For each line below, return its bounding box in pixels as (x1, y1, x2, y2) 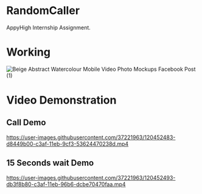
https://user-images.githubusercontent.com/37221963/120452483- (6, 134, 176, 141)
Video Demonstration (6, 93, 117, 107)
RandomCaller (6, 4, 80, 18)
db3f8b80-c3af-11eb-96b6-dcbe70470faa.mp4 (6, 181, 126, 188)
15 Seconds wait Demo (6, 158, 94, 168)
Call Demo (6, 117, 46, 128)
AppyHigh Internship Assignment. (6, 24, 91, 31)
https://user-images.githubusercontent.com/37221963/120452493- (6, 174, 176, 181)
